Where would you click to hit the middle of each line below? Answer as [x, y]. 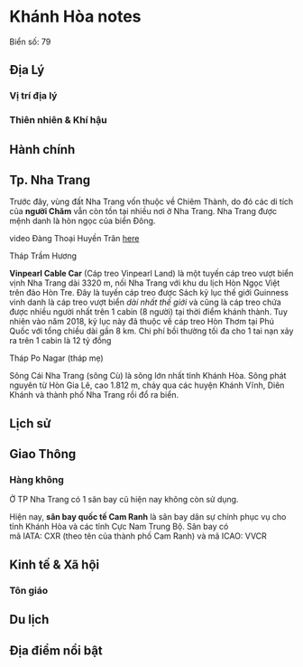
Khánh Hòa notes [75, 17]
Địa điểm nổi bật [56, 650]
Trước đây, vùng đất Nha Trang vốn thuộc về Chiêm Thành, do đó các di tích [151, 202]
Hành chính [42, 150]
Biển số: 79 [30, 42]
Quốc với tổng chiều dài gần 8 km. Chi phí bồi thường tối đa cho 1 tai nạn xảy [151, 331]
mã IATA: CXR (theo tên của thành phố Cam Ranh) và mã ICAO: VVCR [138, 536]
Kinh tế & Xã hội [55, 564]
